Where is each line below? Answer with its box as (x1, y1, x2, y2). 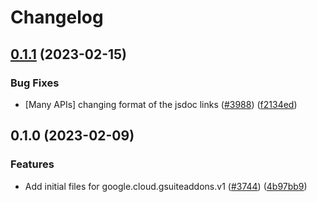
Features (10, 157, 55, 171)
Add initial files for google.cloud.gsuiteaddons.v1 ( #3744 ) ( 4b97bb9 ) (24, 180, 308, 192)
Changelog (10, 6, 104, 29)
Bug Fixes (10, 76, 60, 90)
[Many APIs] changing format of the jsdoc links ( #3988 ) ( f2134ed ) (24, 98, 298, 110)
